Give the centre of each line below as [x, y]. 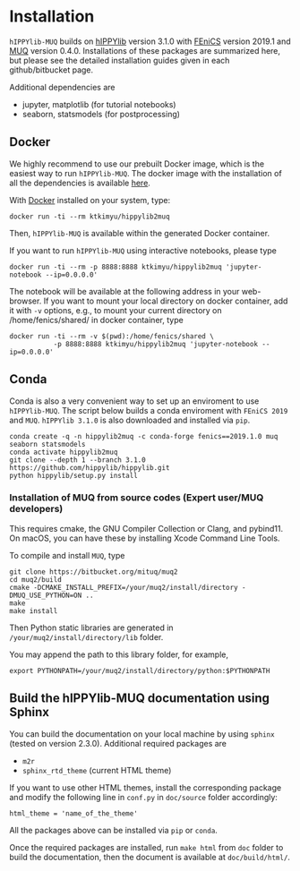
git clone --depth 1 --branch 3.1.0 [77, 460]
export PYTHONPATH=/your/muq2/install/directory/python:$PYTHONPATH [140, 670]
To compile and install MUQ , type [67, 555]
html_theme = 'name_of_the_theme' [74, 813]
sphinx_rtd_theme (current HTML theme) [97, 770]
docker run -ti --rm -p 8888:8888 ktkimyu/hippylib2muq [116, 267]
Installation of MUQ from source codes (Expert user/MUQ [137, 498]
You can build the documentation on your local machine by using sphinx [142, 734]
